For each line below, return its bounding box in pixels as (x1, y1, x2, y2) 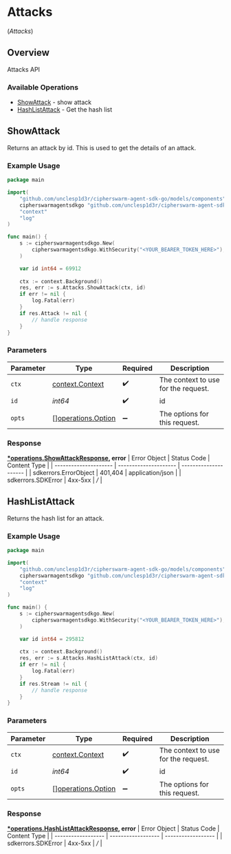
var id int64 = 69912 (19, 265, 81, 272)
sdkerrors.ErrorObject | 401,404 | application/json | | (32, 469, 181, 476)
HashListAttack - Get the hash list (16, 105, 113, 114)
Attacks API (7, 65, 40, 73)
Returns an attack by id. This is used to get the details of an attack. (7, 143, 197, 152)
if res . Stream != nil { (19, 680, 88, 687)
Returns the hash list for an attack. (7, 514, 104, 522)
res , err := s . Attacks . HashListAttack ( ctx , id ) (19, 655, 158, 662)
